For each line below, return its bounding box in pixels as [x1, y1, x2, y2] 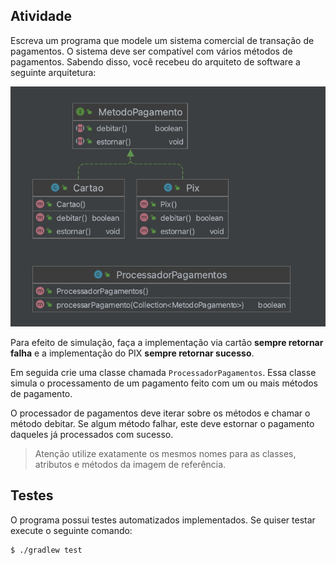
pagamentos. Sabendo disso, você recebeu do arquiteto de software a [10, 55, 301, 68]
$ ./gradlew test [10, 545, 83, 555]
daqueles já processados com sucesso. [10, 428, 174, 440]
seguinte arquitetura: [10, 66, 97, 78]
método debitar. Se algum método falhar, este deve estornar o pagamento [10, 417, 315, 429]
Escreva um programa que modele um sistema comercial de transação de [10, 34, 315, 46]
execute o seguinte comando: [10, 524, 133, 536]
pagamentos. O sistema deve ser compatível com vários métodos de [10, 45, 293, 57]
